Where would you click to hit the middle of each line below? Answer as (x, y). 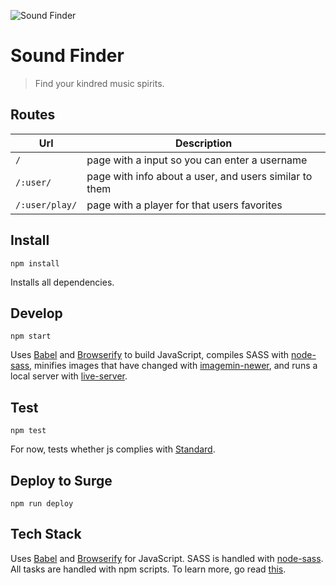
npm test (28, 431)
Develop (36, 313)
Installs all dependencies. (62, 282)
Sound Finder (67, 56)
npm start (31, 336)
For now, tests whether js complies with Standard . (113, 449)
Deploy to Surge (61, 480)
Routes (33, 115)
